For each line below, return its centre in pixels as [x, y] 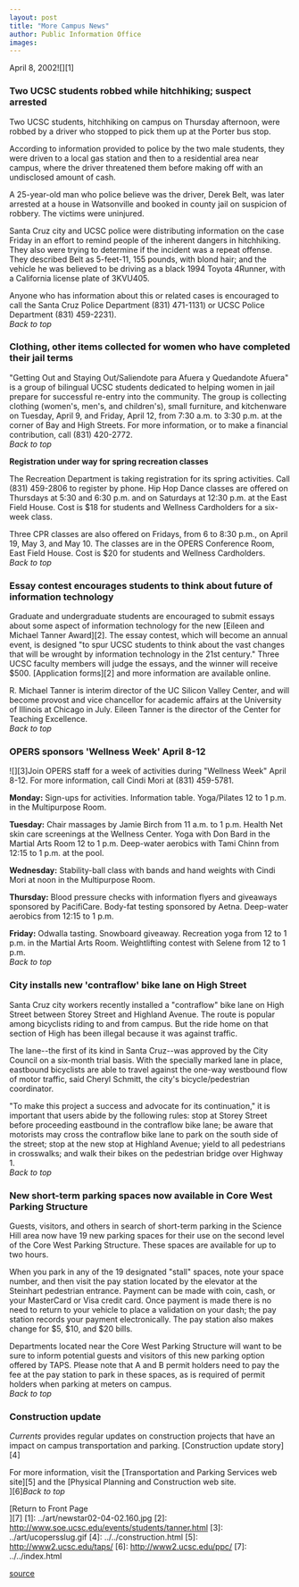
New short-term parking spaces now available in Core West [141, 1196]
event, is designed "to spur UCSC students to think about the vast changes [147, 645]
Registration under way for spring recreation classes [109, 461]
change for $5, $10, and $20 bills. [71, 1329]
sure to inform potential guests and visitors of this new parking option [137, 1356]
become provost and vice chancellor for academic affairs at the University [145, 700]
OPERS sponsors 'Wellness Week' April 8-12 [108, 752]
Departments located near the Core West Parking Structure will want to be [146, 1347]
